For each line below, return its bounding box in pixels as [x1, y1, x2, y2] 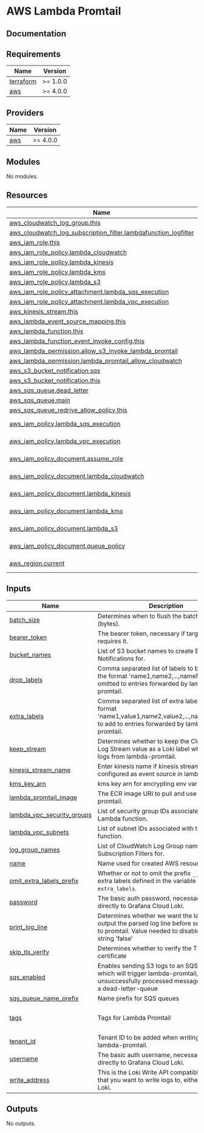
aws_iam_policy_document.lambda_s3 [9, 524, 118, 532]
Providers [6, 107, 44, 118]
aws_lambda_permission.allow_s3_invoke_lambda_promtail [9, 347, 178, 355]
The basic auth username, [97, 1050, 172, 1059]
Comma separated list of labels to [97, 664, 194, 672]
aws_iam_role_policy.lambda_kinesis [9, 258, 114, 266]
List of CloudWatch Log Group [97, 842, 184, 850]
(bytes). [97, 619, 120, 627]
